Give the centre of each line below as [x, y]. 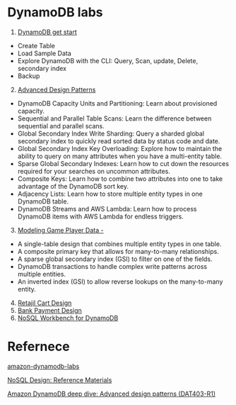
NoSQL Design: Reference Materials [60, 379]
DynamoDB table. [43, 201]
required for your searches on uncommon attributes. [94, 171]
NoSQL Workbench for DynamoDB [68, 318]
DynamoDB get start [47, 32]
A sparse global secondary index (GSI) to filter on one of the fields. [115, 259]
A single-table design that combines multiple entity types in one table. [119, 244]
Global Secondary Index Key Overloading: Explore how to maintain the [120, 148]
